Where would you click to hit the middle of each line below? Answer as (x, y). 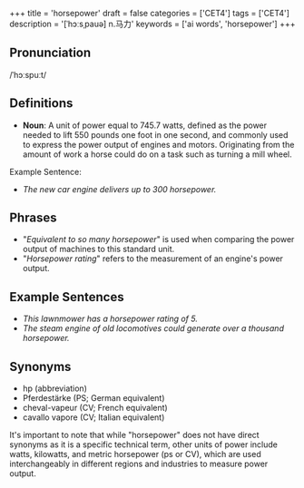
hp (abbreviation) (55, 388)
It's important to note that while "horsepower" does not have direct (135, 435)
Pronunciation (50, 53)
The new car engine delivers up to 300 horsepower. (119, 189)
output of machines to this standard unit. (98, 249)
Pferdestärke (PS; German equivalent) (93, 398)
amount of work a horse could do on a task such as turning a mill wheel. (157, 154)
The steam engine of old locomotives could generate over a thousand (153, 328)
